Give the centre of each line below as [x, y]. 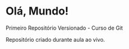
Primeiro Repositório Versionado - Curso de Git [64, 28]
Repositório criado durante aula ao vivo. [55, 39]
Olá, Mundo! [37, 11]
